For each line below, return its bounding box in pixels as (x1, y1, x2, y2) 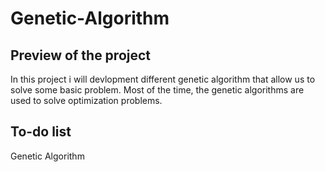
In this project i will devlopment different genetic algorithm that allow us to (10, 73, 316, 85)
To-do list (10, 123, 72, 141)
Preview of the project (10, 47, 152, 64)
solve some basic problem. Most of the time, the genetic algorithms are (10, 84, 305, 96)
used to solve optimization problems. (10, 95, 163, 106)
